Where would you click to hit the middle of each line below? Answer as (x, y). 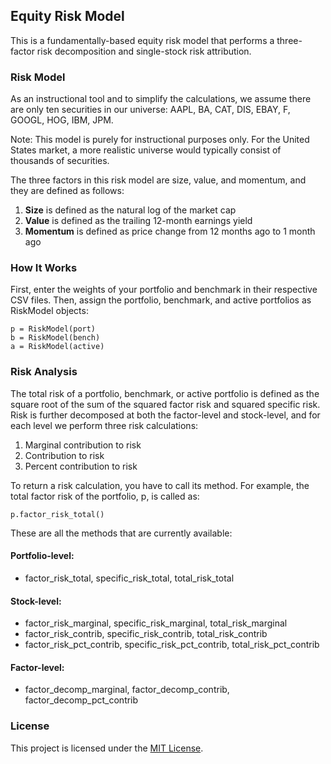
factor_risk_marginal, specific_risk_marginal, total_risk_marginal (156, 623)
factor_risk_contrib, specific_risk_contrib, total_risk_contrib (146, 634)
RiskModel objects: (49, 311)
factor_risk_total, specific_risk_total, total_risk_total (129, 578)
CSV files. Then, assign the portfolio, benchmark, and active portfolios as (161, 300)
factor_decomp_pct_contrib (81, 700)
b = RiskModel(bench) (55, 338)
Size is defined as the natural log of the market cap (130, 210)
